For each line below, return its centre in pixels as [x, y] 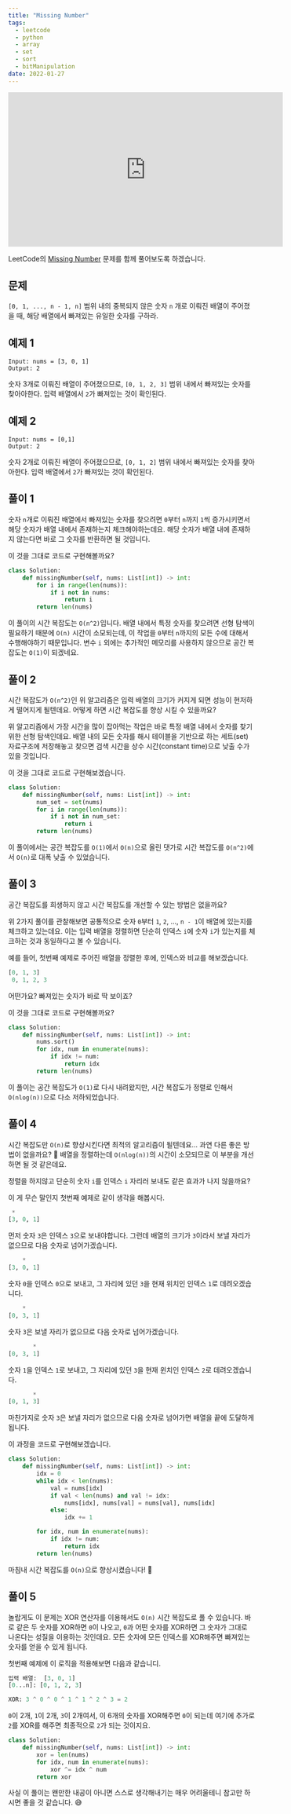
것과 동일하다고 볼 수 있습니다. [75, 941]
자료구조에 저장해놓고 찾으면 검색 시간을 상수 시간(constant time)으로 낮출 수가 [129, 746]
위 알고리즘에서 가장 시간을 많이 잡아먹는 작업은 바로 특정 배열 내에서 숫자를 [123, 726]
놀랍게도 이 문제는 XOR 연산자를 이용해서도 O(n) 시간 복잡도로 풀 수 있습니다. [125, 1617]
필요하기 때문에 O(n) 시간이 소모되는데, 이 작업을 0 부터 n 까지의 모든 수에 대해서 [128, 633]
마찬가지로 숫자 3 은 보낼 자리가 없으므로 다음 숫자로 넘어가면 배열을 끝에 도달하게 [131, 1417]
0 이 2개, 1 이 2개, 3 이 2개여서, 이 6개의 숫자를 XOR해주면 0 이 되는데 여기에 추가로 [131, 1716]
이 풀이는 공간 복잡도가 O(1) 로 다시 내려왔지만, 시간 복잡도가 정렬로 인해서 [121, 1087]
